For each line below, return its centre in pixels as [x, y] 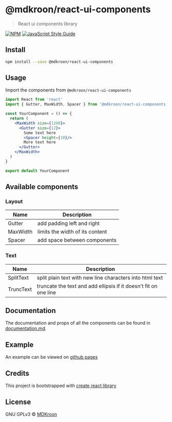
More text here [40, 143]
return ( [19, 119]
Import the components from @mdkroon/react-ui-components [68, 90]
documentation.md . [26, 328]
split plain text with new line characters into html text [100, 277]
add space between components [77, 240]
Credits [17, 373]
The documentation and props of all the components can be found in [78, 323]
